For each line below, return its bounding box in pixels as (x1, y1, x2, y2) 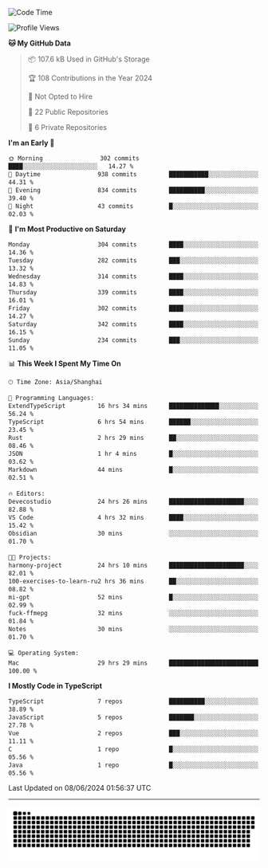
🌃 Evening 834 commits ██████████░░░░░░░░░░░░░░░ (8, 187, 259, 194)
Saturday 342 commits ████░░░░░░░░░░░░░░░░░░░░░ (8, 320, 259, 328)
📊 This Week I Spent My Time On (8, 359, 121, 368)
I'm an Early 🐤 (8, 138, 55, 147)
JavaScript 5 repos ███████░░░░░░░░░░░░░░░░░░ (8, 713, 259, 721)
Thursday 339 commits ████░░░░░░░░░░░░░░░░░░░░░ (8, 289, 259, 297)
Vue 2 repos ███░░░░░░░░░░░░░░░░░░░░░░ (8, 729, 259, 737)
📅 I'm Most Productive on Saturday (8, 224, 126, 234)
